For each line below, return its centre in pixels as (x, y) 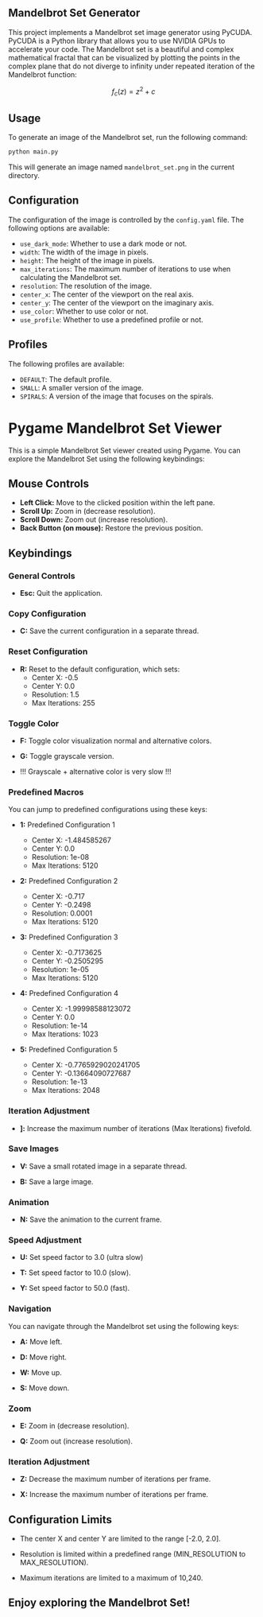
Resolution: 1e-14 (60, 1026)
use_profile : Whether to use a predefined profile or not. (112, 319)
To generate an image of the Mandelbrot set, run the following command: (128, 138)
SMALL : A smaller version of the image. (82, 387)
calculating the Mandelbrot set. (71, 277)
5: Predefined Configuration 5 (68, 1050)
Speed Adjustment (45, 1240)
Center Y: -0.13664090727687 (81, 1074)
